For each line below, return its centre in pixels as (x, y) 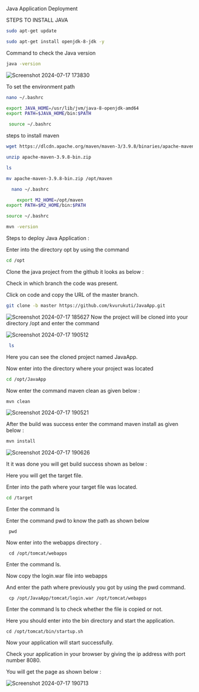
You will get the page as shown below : (54, 672)
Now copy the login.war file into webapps (57, 576)
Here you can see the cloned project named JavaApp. (72, 357)
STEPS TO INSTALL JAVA (37, 20)
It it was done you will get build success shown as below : (77, 464)
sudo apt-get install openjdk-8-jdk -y (55, 41)
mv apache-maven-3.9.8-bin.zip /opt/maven (59, 178)
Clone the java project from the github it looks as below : (75, 271)
